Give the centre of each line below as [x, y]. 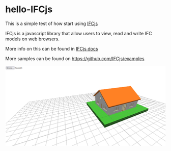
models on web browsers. [33, 39]
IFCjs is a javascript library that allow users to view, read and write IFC [79, 33]
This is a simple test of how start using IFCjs [52, 23]
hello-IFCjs [29, 9]
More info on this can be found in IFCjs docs [52, 48]
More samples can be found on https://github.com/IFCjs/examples [75, 58]
